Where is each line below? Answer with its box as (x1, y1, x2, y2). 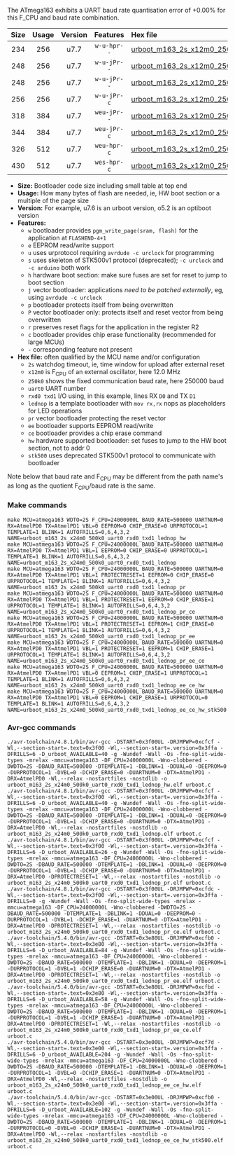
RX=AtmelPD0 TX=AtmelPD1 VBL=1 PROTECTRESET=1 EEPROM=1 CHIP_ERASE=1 (7, 645, 215, 652)
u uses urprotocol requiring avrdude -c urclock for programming (27, 249, 215, 256)
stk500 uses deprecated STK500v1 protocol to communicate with (27, 451, 216, 460)
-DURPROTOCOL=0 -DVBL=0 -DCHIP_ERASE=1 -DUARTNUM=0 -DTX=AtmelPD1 (7, 1124, 205, 1131)
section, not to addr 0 (27, 443, 90, 452)
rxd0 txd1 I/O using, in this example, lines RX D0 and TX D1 (27, 392, 196, 400)
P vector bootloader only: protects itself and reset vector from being (27, 308, 224, 316)
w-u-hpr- (94, 42, 124, 50)
